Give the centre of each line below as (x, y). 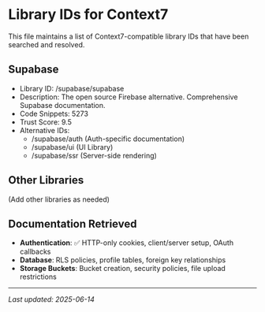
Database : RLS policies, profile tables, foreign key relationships (123, 260)
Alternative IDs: (45, 130)
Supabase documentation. (62, 105)
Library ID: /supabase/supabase (72, 88)
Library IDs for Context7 (88, 15)
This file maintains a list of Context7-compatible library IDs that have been (129, 36)
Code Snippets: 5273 (54, 113)
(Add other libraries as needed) (59, 199)
